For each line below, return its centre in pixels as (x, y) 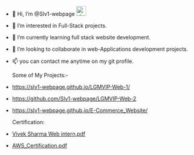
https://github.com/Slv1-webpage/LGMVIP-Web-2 (74, 99)
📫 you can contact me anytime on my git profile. (73, 61)
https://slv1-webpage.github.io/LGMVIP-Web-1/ (71, 87)
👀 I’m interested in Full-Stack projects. (59, 25)
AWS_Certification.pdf (40, 146)
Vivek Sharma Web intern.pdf (49, 134)
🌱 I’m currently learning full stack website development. (81, 37)
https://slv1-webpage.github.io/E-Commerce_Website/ (80, 110)
